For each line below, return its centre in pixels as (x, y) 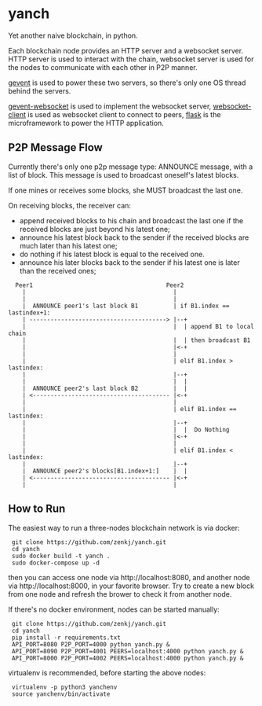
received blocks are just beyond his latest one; (95, 229)
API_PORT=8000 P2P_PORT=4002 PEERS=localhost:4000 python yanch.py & (127, 658)
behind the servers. (40, 90)
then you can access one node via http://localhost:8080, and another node (129, 577)
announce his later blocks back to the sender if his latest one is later (130, 262)
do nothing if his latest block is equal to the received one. (112, 254)
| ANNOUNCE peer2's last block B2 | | (105, 388)
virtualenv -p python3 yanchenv (64, 687)
